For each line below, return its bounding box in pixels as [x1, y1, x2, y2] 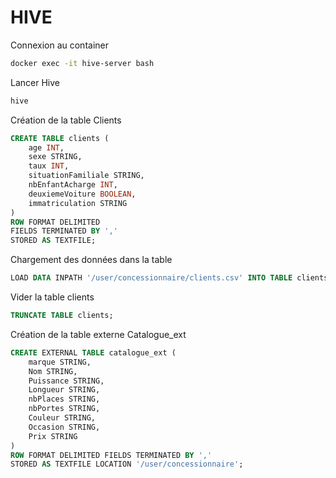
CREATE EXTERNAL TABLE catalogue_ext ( [10, 347, 177, 358]
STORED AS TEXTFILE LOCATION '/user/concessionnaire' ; [10, 459, 244, 470]
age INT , [28, 142, 65, 153]
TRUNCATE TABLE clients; [10, 311, 114, 321]
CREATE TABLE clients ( [10, 133, 110, 143]
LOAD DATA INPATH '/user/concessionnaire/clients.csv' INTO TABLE [10, 273, 293, 283]
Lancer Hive [10, 76, 60, 88]
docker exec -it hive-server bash [10, 58, 155, 68]
